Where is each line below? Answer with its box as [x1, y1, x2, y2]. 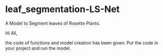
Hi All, [5, 30, 18, 36]
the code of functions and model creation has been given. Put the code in [5, 39, 158, 46]
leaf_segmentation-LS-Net [5, 4, 120, 15]
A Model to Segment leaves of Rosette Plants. [5, 20, 100, 26]
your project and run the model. [5, 45, 71, 51]
